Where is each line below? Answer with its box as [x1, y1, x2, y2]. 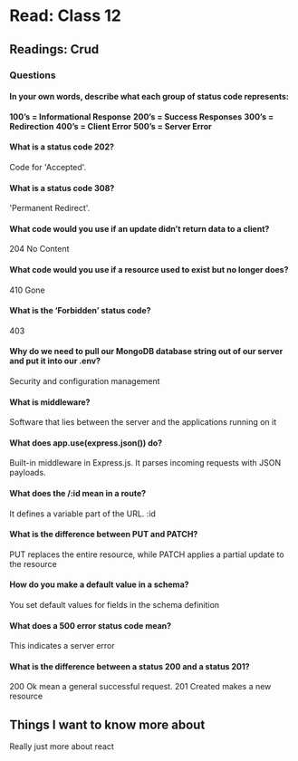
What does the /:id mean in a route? [9, 487, 147, 498]
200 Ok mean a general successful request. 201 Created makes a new [9, 681, 272, 692]
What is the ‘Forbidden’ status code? [9, 305, 151, 316]
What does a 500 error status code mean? [9, 620, 172, 631]
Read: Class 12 [9, 5, 122, 26]
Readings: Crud [9, 42, 100, 57]
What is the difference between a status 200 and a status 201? [9, 660, 251, 671]
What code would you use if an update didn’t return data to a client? [9, 223, 270, 234]
